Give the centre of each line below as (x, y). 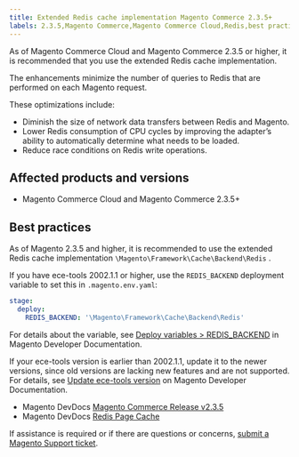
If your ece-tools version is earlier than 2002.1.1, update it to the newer (138, 361)
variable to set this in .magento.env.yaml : (84, 285)
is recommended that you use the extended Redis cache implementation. (143, 60)
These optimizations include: (62, 104)
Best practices (50, 227)
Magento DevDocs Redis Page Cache (91, 416)
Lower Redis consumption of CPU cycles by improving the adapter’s (147, 131)
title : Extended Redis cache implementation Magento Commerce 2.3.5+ (141, 17)
